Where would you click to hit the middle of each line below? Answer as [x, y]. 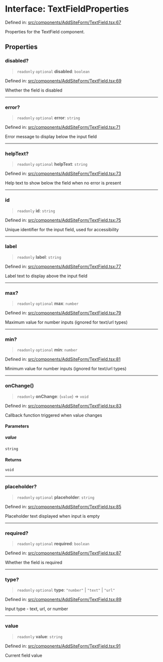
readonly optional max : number [48, 303]
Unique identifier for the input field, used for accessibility [62, 229]
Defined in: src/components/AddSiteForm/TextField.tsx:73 [63, 173]
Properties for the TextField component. [45, 32]
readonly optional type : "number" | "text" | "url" [66, 590]
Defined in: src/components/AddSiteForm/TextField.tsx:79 [63, 313]
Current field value [24, 655]
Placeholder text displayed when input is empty [52, 516]
